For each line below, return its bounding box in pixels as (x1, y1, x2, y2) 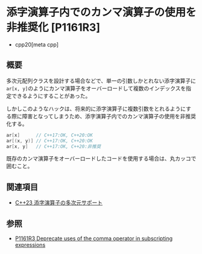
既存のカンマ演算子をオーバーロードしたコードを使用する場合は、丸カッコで (6, 155, 197, 162)
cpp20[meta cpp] (14, 40, 59, 48)
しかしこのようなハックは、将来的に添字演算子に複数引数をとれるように (6, 105, 186, 112)
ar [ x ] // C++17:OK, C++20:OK (6, 132, 93, 138)
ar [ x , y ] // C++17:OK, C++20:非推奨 (6, 143, 101, 150)
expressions (14, 241, 46, 248)
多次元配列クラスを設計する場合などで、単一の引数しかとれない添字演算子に (6, 77, 196, 84)
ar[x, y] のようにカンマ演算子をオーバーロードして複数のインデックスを (6, 84, 186, 92)
